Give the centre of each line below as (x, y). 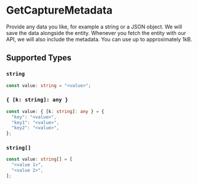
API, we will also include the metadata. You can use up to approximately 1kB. (99, 39)
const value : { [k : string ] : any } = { (55, 111)
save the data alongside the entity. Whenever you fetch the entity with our (96, 33)
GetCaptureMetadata (59, 10)
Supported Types (39, 58)
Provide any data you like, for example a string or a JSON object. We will (94, 27)
